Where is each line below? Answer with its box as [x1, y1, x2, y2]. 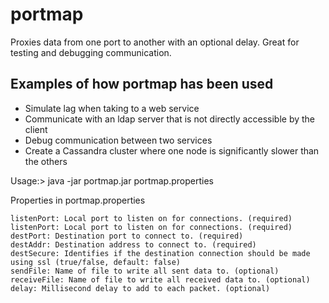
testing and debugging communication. [10, 46, 172, 58]
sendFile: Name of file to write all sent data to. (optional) [10, 266, 280, 276]
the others [24, 155, 68, 167]
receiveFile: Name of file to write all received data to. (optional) [10, 274, 311, 285]
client [24, 123, 48, 135]
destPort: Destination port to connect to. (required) [10, 231, 244, 241]
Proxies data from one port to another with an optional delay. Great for [10, 36, 300, 48]
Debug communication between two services [24, 134, 213, 146]
